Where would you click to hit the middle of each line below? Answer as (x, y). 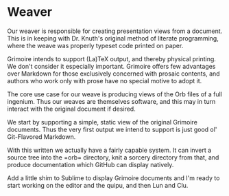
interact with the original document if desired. (71, 109)
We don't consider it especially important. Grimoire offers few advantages (111, 66)
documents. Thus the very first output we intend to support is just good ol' (112, 129)
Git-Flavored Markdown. (41, 137)
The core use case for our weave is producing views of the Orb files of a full (115, 94)
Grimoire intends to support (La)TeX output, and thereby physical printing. (111, 58)
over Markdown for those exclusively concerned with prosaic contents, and (114, 74)
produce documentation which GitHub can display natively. (91, 164)
